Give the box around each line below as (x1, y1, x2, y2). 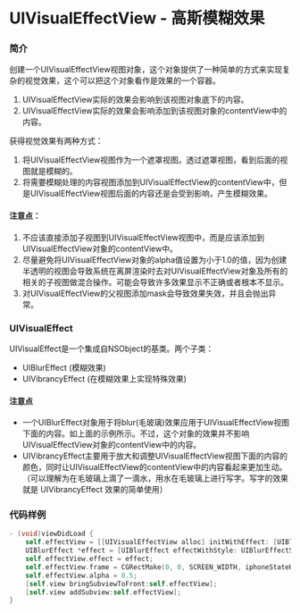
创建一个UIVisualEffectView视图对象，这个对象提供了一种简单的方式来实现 (9, 64, 283, 75)
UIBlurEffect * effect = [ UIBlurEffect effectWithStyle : (25, 546, 238, 555)
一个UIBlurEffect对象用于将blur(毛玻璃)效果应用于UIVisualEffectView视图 (21, 417, 290, 428)
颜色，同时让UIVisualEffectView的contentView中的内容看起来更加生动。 (21, 462, 287, 473)
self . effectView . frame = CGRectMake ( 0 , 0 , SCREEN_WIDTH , (25, 562, 242, 572)
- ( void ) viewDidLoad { (9, 529, 94, 539)
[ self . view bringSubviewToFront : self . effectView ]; (25, 579, 218, 588)
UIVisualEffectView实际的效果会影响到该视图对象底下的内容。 (21, 95, 249, 105)
